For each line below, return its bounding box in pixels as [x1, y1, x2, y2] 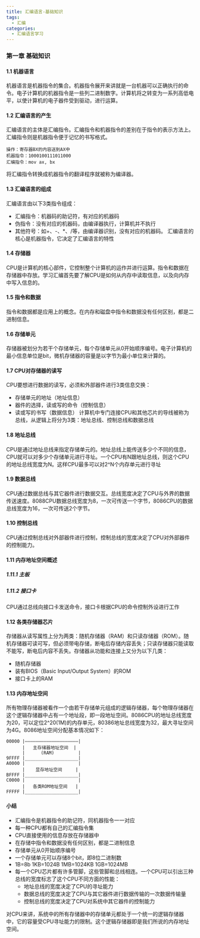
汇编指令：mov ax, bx [6, 159, 55, 165]
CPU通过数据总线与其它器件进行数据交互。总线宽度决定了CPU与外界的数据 [6, 490, 190, 497]
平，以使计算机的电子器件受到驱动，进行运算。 [6, 97, 121, 104]
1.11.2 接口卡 [6, 587, 37, 594]
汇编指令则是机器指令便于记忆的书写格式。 [6, 134, 111, 141]
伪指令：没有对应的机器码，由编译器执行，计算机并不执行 [14, 220, 156, 227]
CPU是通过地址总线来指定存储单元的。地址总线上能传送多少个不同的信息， [6, 445, 189, 453]
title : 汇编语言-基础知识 [6, 8, 64, 15]
